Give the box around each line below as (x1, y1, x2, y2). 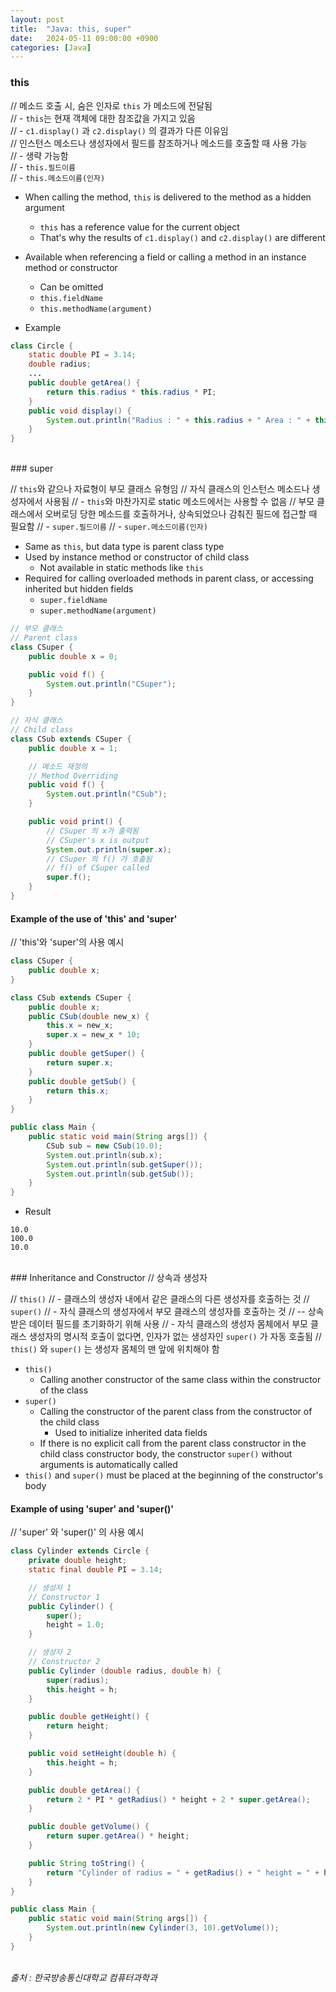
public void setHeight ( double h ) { (28, 1749, 177, 1759)
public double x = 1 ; (28, 743, 118, 753)
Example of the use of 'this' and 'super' (10, 912, 178, 925)
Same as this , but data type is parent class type (24, 541, 225, 553)
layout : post (10, 14, 65, 25)
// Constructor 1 (28, 1592, 101, 1602)
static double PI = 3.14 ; (28, 350, 137, 360)
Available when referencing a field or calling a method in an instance (24, 251, 307, 263)
